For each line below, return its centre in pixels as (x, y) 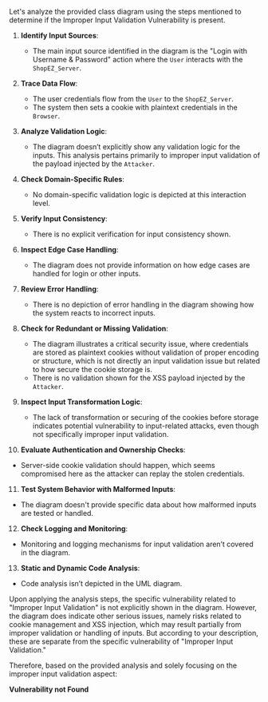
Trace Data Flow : (49, 83)
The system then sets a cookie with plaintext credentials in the (135, 107)
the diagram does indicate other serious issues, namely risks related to (125, 616)
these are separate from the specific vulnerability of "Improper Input (121, 641)
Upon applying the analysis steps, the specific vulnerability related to (122, 599)
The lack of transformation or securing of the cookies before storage (146, 417)
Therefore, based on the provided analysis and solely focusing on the (123, 665)
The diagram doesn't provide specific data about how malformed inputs (138, 505)
